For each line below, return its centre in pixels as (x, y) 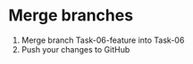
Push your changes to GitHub (76, 49)
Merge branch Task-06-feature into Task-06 (103, 40)
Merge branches (71, 16)
